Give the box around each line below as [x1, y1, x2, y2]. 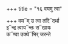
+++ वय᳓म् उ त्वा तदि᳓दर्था [6, 17, 59, 24]
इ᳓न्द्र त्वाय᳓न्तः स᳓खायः [6, 24, 52, 31]
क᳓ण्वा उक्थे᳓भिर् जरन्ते [6, 31, 51, 38]
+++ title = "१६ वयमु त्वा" [6, 5, 63, 12]
